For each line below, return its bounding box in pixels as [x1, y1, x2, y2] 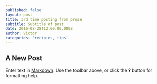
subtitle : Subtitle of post [5, 21, 64, 27]
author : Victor [5, 31, 37, 36]
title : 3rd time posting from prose [5, 17, 82, 22]
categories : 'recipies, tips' [5, 36, 69, 41]
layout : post [5, 12, 33, 17]
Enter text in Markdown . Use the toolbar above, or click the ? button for [5, 67, 152, 73]
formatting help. [5, 72, 39, 78]
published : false [5, 7, 42, 13]
